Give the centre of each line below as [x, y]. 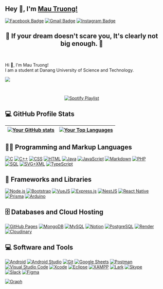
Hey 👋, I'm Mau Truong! [41, 9]
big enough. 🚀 [82, 44]
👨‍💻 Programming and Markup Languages [69, 147]
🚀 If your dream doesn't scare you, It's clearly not [82, 36]
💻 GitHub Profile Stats [40, 114]
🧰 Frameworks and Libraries [48, 179]
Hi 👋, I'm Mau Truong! [27, 65]
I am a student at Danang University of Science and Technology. [69, 70]
